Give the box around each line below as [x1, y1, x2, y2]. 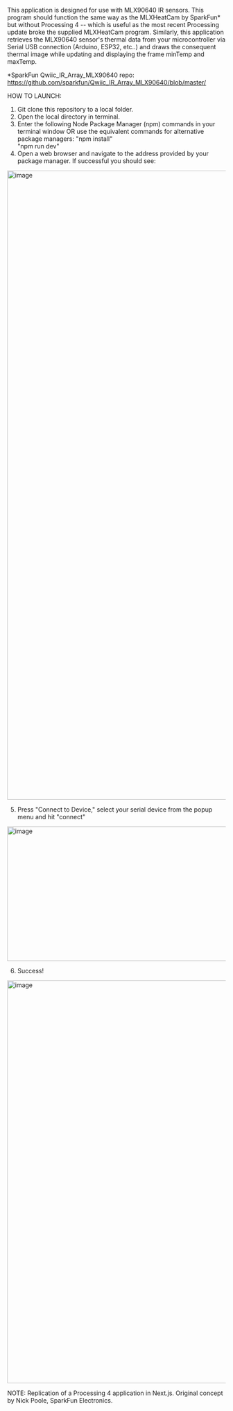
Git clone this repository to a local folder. [17, 105, 134, 113]
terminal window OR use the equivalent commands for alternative [17, 128, 205, 135]
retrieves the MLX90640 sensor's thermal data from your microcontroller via [7, 35, 226, 44]
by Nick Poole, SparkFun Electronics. [7, 1396, 113, 1404]
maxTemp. [7, 58, 37, 65]
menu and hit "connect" [17, 813, 86, 821]
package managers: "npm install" [17, 135, 113, 143]
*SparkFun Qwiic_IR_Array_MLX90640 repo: [7, 71, 135, 79]
